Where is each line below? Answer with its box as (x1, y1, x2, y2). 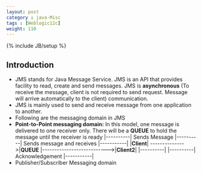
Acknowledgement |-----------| (15, 153, 94, 160)
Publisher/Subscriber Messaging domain (15, 159, 117, 167)
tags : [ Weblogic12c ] (6, 20, 61, 26)
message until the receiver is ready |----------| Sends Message (15, 133, 174, 141)
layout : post (6, 8, 39, 15)
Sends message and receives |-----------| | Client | (23, 140, 149, 147)
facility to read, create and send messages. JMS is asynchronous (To (15, 82, 189, 89)
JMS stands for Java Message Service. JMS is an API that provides (15, 76, 183, 83)
